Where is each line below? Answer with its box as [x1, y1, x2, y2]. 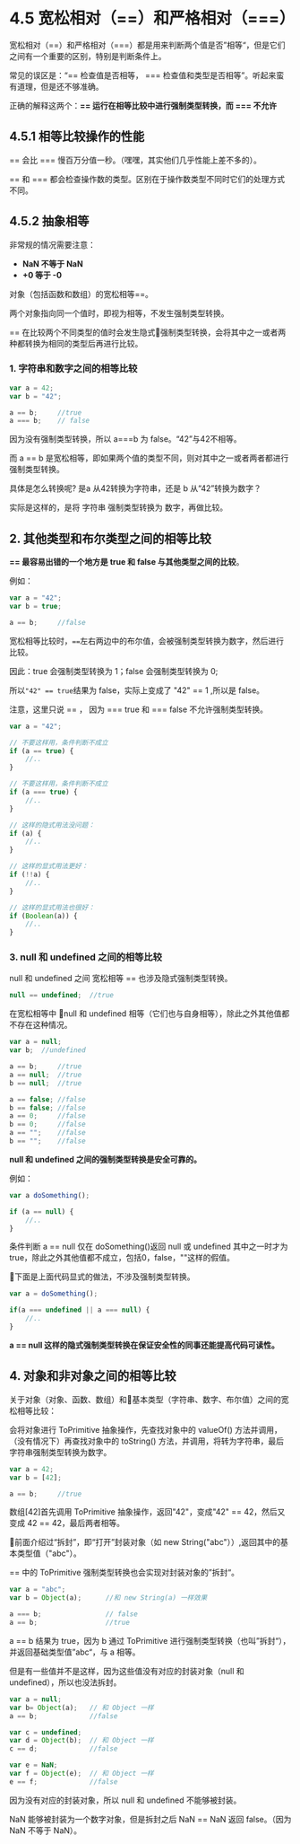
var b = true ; [9, 602, 63, 611]
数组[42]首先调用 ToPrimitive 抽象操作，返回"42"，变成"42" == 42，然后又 [9, 1506, 286, 1517]
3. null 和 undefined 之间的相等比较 [9, 951, 163, 963]
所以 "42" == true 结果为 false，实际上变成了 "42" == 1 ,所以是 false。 [9, 684, 265, 696]
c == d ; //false [9, 1744, 118, 1753]
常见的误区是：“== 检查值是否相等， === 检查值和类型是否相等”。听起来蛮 [9, 69, 285, 81]
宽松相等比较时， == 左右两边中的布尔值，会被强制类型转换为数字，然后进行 [9, 635, 285, 646]
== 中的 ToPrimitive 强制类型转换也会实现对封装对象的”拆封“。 [9, 1567, 240, 1578]
